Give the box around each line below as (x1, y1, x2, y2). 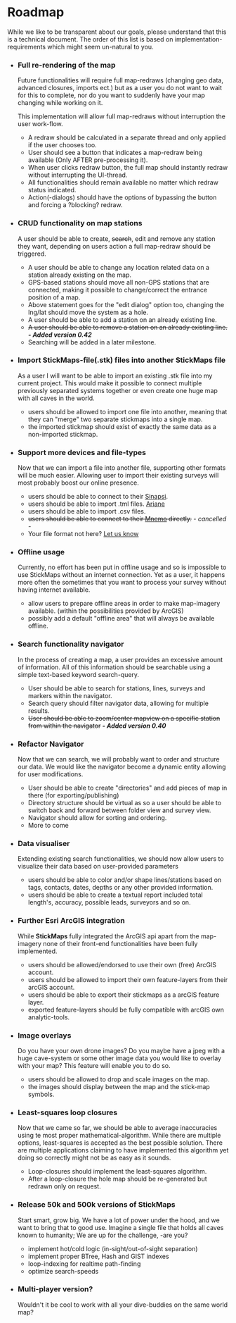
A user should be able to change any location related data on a (27, 263, 209, 271)
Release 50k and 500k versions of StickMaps (17, 1200, 176, 1210)
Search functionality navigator (17, 639, 124, 649)
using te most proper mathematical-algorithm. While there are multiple (17, 1131, 221, 1140)
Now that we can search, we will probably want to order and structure (17, 755, 220, 764)
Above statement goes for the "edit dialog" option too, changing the (27, 300, 225, 309)
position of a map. (27, 293, 81, 302)
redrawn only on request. (27, 1182, 101, 1191)
